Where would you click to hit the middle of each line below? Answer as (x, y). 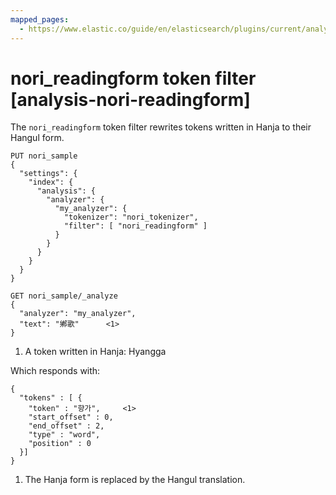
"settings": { (48, 174)
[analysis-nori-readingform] (130, 99)
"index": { (51, 182)
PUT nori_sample (44, 156)
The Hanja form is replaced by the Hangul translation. (135, 480)
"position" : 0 (60, 444)
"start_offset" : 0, (71, 417)
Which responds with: (55, 371)
